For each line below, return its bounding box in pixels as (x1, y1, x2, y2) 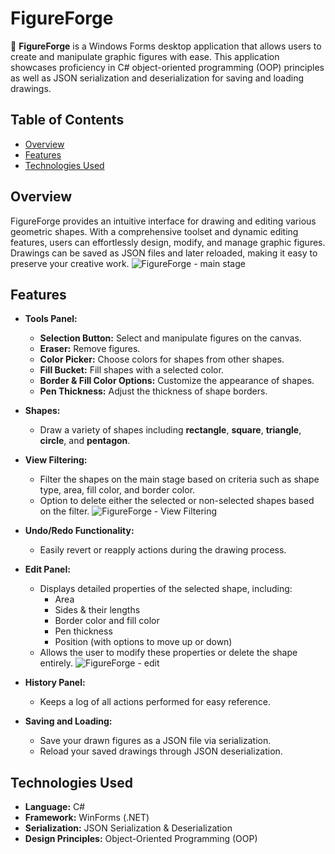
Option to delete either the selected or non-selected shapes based (39, 495, 315, 507)
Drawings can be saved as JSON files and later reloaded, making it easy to (10, 247, 318, 259)
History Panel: (24, 677, 86, 689)
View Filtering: (24, 454, 88, 466)
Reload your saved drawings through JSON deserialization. (39, 745, 283, 757)
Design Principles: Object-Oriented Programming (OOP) (24, 833, 258, 845)
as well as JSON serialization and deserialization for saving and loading (10, 72, 305, 84)
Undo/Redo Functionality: (24, 525, 135, 537)
